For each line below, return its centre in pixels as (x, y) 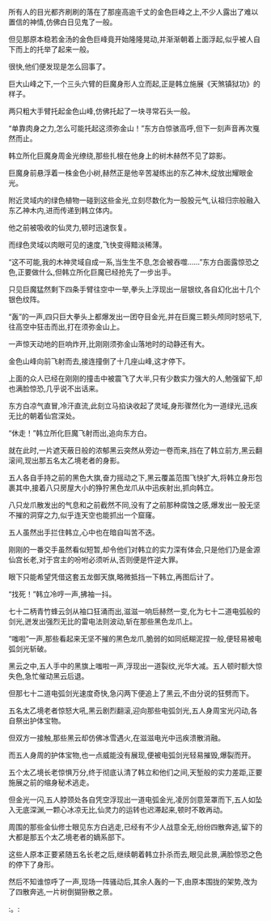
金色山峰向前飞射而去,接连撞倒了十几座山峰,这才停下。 (99, 361)
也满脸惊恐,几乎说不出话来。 (56, 388)
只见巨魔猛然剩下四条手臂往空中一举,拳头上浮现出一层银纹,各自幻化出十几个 (135, 289)
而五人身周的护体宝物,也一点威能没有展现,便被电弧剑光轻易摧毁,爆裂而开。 (132, 755)
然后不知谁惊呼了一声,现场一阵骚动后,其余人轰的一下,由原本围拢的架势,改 (129, 882)
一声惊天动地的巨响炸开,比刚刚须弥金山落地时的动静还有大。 (109, 344)
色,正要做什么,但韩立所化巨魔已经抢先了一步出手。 (92, 272)
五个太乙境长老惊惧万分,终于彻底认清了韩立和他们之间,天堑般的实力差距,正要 (135, 772)
